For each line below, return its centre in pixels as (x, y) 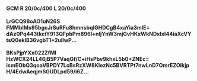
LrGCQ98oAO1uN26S (33, 21)
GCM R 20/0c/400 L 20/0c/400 (46, 8)
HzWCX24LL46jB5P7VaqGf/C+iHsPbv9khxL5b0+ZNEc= (78, 59)
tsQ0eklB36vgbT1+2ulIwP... (42, 40)
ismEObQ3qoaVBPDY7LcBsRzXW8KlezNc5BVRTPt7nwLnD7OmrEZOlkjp (98, 66)
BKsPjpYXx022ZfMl (31, 53)
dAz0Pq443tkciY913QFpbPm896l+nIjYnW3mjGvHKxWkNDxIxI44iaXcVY (99, 34)
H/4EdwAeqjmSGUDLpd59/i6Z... (47, 72)
